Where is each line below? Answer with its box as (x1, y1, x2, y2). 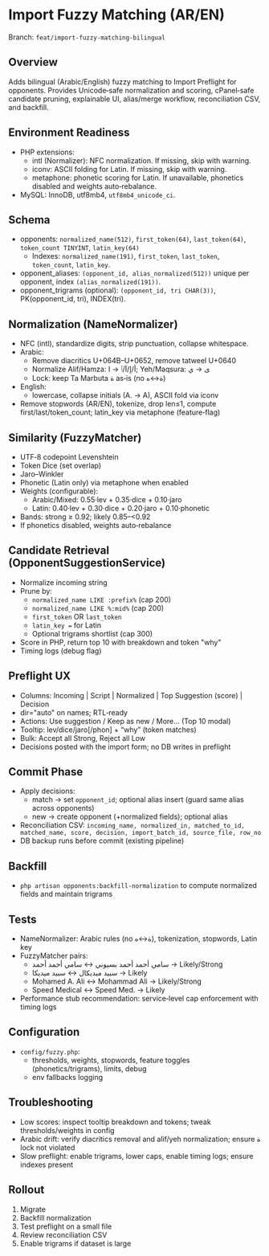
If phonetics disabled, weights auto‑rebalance (19, 521, 172, 530)
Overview (8, 55, 59, 69)
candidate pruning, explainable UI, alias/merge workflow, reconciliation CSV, (8, 94, 261, 104)
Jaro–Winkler (19, 469, 64, 479)
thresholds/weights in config (19, 1125, 115, 1135)
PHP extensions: (19, 147, 75, 157)
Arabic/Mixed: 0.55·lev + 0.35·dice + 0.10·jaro (31, 495, 182, 504)
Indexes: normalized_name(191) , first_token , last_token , (31, 252, 220, 261)
